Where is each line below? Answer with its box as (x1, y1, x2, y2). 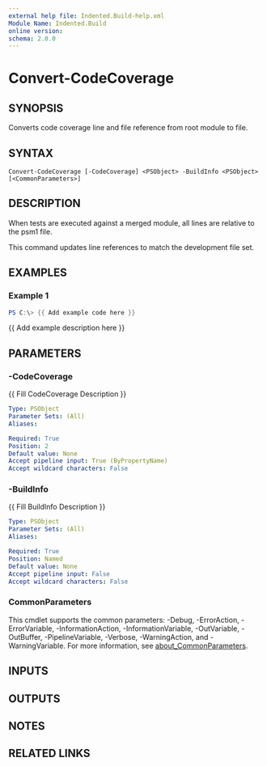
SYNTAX (8, 146, 54, 160)
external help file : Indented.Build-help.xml (8, 11, 164, 20)
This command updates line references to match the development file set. (8, 242, 255, 252)
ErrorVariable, (8, 624, 55, 633)
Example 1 (8, 290, 49, 302)
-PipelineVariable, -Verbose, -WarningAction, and (44, 632, 209, 641)
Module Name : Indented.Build (8, 19, 107, 28)
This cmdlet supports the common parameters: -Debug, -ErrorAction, (8, 615, 240, 624)
